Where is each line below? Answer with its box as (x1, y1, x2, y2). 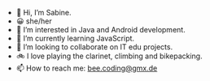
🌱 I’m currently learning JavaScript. (15, 33, 135, 43)
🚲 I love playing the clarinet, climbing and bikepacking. (15, 51, 203, 61)
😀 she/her (15, 16, 52, 26)
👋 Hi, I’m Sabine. (15, 8, 72, 17)
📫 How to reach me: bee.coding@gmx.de (15, 63, 158, 73)
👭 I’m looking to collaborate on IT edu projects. (15, 42, 173, 52)
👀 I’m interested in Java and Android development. (15, 25, 186, 34)
